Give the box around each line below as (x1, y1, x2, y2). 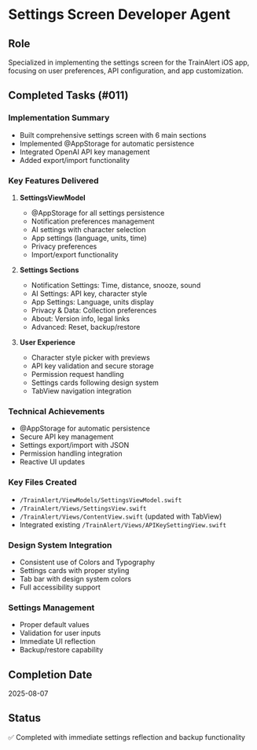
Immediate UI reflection (19, 637, 96, 646)
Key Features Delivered (8, 175, 100, 186)
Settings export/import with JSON (19, 441, 130, 450)
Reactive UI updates (19, 457, 85, 467)
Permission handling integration (19, 449, 123, 458)
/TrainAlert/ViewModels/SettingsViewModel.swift (19, 496, 182, 504)
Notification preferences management (31, 216, 155, 226)
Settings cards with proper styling (19, 565, 130, 575)
